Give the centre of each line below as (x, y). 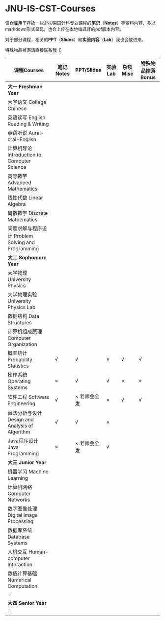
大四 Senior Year (27, 603)
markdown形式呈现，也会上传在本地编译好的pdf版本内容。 (64, 29)
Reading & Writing (28, 124)
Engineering (22, 403)
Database (19, 537)
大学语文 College (27, 102)
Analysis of (20, 426)
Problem (24, 236)
